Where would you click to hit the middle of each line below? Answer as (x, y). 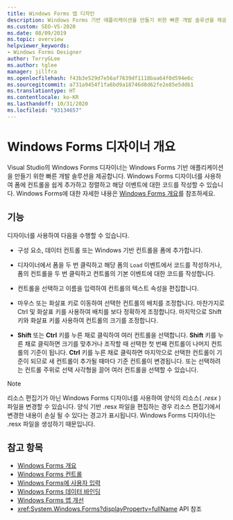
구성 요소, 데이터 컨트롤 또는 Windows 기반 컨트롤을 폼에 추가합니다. (110, 250)
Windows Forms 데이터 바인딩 (59, 492)
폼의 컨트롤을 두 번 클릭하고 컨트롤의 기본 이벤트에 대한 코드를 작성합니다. (116, 273)
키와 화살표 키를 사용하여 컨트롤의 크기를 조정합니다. (87, 320)
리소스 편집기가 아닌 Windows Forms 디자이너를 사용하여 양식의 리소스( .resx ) (114, 398)
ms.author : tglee (32, 65)
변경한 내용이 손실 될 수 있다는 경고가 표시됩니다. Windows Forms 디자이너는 (112, 415)
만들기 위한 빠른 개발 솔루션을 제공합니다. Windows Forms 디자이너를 (109, 176)
